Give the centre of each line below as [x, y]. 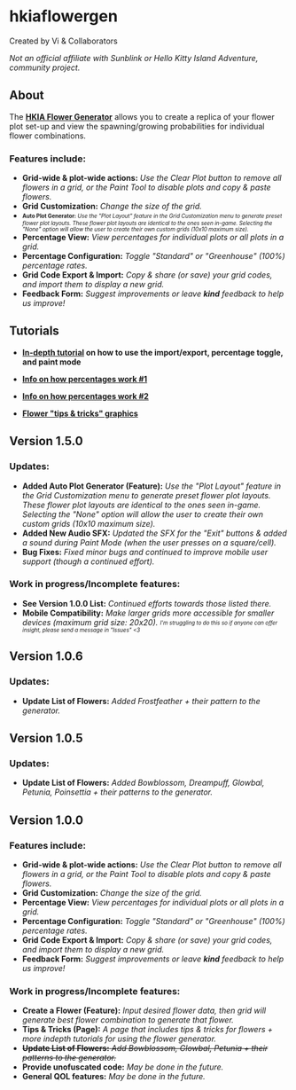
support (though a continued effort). [88, 561]
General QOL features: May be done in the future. [113, 1077]
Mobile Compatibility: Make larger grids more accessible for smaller [148, 613]
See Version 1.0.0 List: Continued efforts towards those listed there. [147, 603]
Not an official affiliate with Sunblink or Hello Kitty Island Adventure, [134, 58]
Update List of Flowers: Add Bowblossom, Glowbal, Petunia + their [145, 1048]
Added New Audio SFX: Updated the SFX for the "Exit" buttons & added [155, 533]
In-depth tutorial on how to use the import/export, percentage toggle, [152, 352]
